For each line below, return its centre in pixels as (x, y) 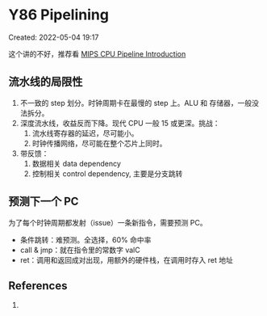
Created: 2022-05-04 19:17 (54, 37)
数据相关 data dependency (76, 163)
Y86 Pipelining (58, 15)
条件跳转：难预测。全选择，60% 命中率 (86, 239)
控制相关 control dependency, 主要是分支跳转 (107, 173)
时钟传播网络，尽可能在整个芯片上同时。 (99, 143)
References (38, 286)
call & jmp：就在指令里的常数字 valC (80, 250)
